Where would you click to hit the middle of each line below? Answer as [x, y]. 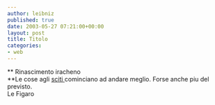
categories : [24, 46]
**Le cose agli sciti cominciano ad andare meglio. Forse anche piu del [108, 79]
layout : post [26, 33]
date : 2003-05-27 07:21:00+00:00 [56, 26]
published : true [31, 20]
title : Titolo [28, 39]
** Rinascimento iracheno [44, 71]
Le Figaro [21, 93]
